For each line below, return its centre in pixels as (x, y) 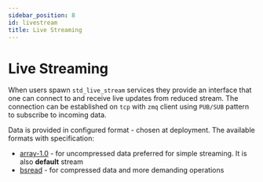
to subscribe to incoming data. (58, 115)
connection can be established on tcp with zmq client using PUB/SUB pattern (129, 107)
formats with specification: (51, 138)
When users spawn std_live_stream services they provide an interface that (130, 90)
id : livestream (33, 23)
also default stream (51, 162)
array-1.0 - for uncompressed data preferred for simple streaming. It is (133, 154)
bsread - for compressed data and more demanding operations (122, 170)
